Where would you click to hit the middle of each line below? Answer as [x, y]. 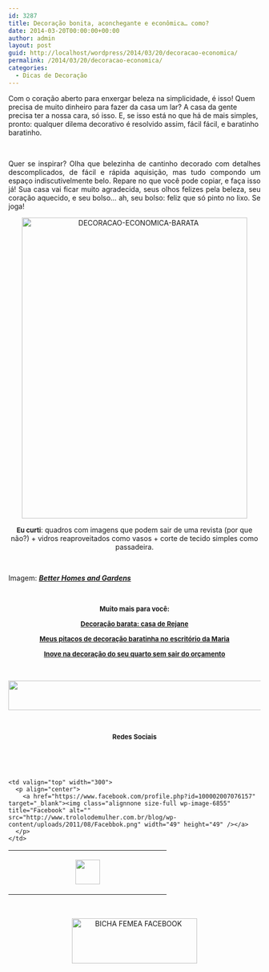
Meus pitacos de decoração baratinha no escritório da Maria [134, 639]
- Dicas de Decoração [52, 75]
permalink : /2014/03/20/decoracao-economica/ [85, 61]
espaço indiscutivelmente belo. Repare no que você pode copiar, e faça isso [134, 181]
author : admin [32, 38]
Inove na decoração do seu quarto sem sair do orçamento [134, 654]
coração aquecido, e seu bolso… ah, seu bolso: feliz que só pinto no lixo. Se [134, 197]
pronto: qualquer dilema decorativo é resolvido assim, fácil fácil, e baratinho [133, 124]
